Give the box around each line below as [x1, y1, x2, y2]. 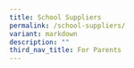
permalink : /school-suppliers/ [9, 21, 126, 30]
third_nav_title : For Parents [9, 46, 122, 55]
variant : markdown [9, 29, 78, 38]
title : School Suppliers [9, 12, 102, 22]
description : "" [9, 37, 70, 47]
